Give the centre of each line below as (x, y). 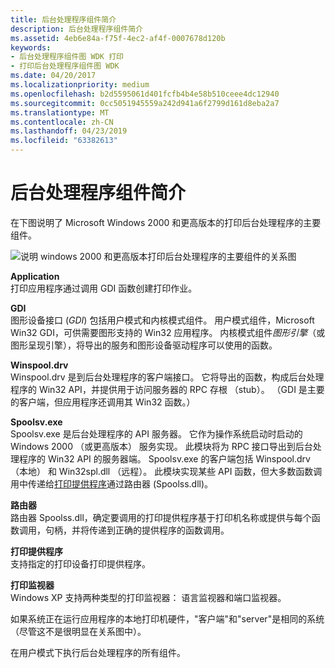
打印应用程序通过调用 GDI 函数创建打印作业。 (104, 288)
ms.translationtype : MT (60, 112)
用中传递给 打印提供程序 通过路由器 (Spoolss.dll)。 (112, 483)
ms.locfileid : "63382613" (64, 141)
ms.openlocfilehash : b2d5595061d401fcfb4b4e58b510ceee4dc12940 (145, 94)
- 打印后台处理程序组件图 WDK (65, 66)
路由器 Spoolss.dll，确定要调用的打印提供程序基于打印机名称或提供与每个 (161, 517)
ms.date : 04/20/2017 (53, 76)
